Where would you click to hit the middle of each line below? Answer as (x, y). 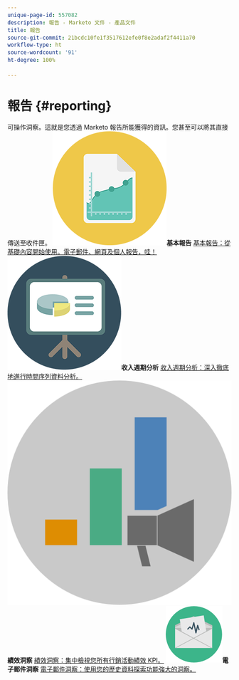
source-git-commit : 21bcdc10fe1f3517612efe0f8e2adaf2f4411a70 (101, 38)
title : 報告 (24, 30)
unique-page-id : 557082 (43, 15)
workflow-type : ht (34, 45)
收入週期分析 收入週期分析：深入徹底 (175, 367)
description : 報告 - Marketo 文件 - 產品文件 (72, 22)
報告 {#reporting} (60, 106)
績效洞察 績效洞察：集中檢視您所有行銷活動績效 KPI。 (86, 660)
